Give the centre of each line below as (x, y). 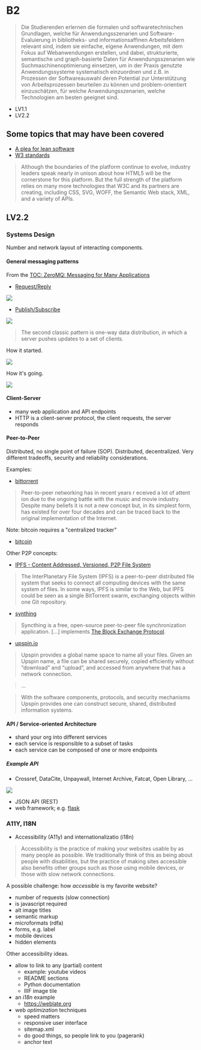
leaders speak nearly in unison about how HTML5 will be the (96, 173)
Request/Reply (33, 287)
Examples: (19, 470)
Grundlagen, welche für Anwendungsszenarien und (85, 33)
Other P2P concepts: (32, 553)
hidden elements (36, 942)
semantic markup (36, 916)
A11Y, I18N (22, 824)
